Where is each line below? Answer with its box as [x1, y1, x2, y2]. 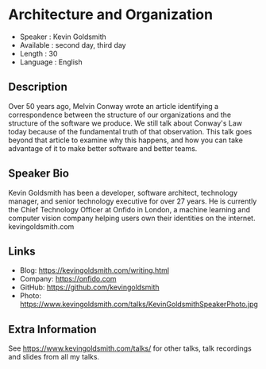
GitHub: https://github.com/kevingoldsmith [19, 282, 160, 292]
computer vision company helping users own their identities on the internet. [8, 213, 256, 223]
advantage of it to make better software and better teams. [8, 143, 198, 153]
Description [8, 80, 67, 94]
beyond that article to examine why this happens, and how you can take [8, 135, 244, 145]
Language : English [19, 57, 83, 67]
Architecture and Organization [8, 6, 213, 24]
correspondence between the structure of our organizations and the [8, 110, 232, 119]
